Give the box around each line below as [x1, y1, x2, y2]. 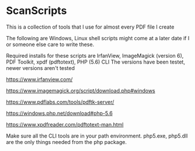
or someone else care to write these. [6, 41, 95, 48]
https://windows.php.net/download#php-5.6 [6, 110, 113, 117]
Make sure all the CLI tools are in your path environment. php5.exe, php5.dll [6, 132, 188, 139]
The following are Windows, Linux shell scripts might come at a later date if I [6, 34, 190, 41]
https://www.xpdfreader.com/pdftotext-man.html [6, 121, 124, 128]
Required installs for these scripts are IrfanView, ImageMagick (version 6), [6, 52, 184, 59]
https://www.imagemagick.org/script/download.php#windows [6, 87, 156, 94]
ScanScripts [6, 4, 67, 17]
